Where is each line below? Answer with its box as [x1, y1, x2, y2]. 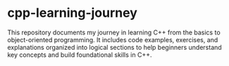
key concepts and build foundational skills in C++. [7, 51, 152, 59]
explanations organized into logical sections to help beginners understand [7, 43, 222, 51]
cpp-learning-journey [7, 5, 137, 21]
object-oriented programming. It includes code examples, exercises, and [7, 35, 218, 44]
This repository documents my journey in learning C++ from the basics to [7, 28, 221, 37]
